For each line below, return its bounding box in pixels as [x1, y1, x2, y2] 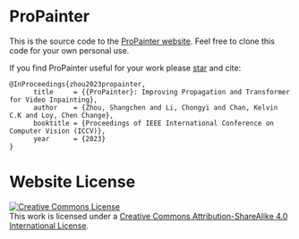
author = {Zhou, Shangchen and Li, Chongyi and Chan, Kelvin [32, 103, 278, 112]
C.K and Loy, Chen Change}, [9, 111, 115, 119]
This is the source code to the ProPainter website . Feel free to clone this [9, 36, 276, 46]
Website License [9, 172, 136, 193]
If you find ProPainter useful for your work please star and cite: [9, 62, 242, 73]
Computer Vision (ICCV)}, [9, 127, 106, 136]
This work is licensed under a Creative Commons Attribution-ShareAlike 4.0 [9, 210, 288, 221]
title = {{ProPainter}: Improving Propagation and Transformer [32, 87, 291, 96]
